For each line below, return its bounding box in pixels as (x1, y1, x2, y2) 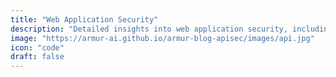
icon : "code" (10, 42, 65, 53)
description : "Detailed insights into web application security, (10, 24, 288, 34)
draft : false (10, 52, 65, 62)
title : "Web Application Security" (10, 14, 159, 25)
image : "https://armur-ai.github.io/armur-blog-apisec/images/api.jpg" (10, 33, 315, 43)
